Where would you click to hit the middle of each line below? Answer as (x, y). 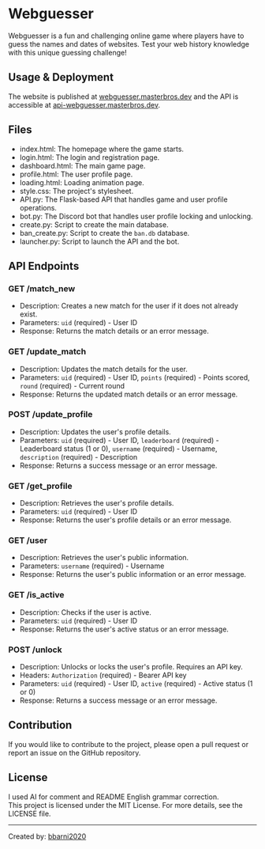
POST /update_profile (50, 415)
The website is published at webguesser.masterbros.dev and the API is (123, 97)
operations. (38, 207)
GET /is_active (36, 595)
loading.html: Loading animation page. (82, 182)
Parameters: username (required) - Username (92, 566)
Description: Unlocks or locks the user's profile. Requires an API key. (131, 667)
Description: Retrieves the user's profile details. (97, 503)
